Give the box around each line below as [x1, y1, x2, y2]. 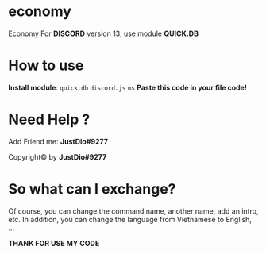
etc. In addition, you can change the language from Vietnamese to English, [8, 214, 253, 224]
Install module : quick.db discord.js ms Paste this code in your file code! [8, 83, 248, 92]
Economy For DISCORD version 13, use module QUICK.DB [8, 29, 199, 38]
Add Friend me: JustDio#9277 [8, 137, 109, 146]
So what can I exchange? [8, 180, 176, 198]
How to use [8, 56, 84, 75]
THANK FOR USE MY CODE [8, 238, 100, 248]
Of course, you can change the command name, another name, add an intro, [8, 206, 259, 216]
